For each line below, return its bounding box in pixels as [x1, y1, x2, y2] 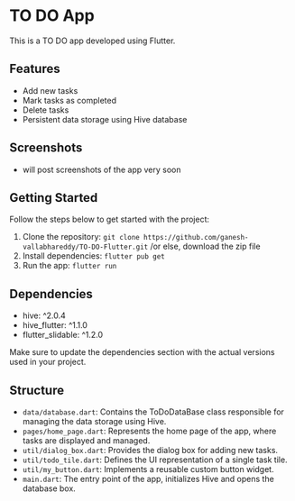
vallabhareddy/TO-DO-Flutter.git [22, 242, 149, 252]
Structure [9, 382, 65, 397]
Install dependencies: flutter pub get [22, 250, 165, 261]
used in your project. [9, 357, 87, 368]
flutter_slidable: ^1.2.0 [22, 330, 104, 341]
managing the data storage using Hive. [22, 416, 167, 426]
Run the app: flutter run [22, 260, 117, 271]
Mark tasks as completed [22, 95, 117, 105]
